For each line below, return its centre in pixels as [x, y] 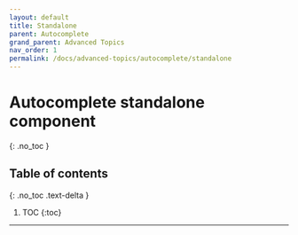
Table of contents [59, 174]
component [52, 121]
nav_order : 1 [33, 51]
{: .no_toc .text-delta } [49, 195]
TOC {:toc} [42, 212]
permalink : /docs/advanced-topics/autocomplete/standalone [121, 59]
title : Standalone [43, 26]
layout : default [39, 17]
